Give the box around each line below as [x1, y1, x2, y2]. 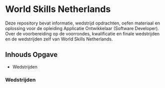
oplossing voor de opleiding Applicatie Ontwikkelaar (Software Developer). [5, 25, 159, 31]
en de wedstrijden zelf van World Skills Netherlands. [5, 36, 113, 42]
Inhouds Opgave [5, 50, 58, 59]
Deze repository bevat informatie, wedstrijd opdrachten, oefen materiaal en [5, 20, 160, 26]
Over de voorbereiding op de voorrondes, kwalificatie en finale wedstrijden [5, 30, 160, 36]
